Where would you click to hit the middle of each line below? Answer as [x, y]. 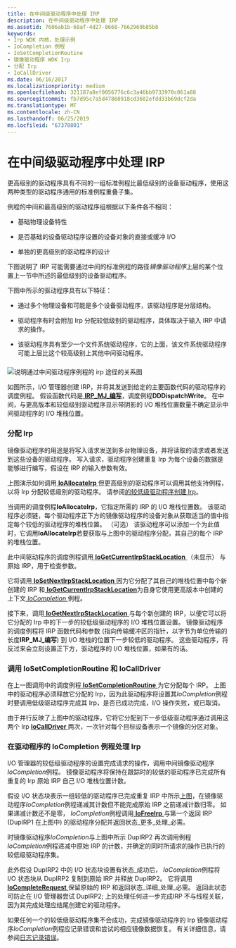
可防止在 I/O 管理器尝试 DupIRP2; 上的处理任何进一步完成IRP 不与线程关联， [117, 897]
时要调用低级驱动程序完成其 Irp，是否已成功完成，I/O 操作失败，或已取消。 [116, 703]
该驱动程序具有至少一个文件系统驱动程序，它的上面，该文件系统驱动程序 [122, 344]
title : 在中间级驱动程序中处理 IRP [53, 14]
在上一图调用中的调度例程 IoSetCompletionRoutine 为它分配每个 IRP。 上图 [117, 685]
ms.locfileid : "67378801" [45, 125]
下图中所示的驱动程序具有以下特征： [60, 290]
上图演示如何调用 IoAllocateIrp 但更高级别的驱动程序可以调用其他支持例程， [117, 483]
